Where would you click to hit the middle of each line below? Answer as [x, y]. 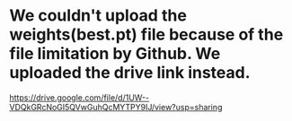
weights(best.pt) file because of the [146, 35]
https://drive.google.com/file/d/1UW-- [80, 97]
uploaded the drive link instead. [130, 73]
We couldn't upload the [98, 16]
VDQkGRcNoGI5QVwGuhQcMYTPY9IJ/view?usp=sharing [116, 107]
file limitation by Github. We [115, 54]
